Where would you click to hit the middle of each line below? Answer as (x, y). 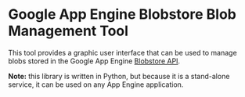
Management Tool (68, 31)
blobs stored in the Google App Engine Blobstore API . (94, 61)
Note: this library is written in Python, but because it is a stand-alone (119, 76)
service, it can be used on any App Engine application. (96, 84)
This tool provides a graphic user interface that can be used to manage (122, 52)
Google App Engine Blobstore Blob (122, 14)
